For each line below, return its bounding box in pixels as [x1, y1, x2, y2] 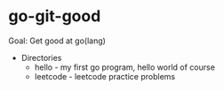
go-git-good [8, 6, 101, 26]
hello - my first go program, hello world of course [34, 62, 215, 72]
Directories [20, 52, 62, 63]
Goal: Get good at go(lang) [8, 35, 106, 46]
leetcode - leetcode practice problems [34, 71, 175, 81]
